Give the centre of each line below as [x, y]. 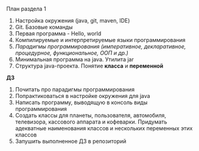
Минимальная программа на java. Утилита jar [74, 59]
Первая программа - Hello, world [58, 33]
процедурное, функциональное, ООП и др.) [72, 53]
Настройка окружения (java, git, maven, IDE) [72, 20]
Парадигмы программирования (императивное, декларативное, [100, 46]
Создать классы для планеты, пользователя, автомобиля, [90, 115]
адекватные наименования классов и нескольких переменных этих [104, 128]
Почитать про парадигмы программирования [75, 90]
